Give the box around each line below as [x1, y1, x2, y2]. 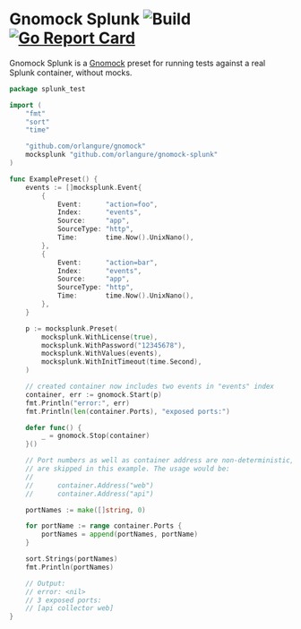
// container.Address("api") [25, 489, 154, 498]
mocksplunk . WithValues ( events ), [41, 349, 163, 358]
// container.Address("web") [25, 480, 154, 490]
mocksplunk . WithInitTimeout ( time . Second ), [41, 358, 202, 366]
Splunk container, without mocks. [9, 67, 133, 78]
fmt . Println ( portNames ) [25, 563, 115, 572]
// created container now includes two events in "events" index [25, 382, 275, 392]
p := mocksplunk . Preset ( [25, 323, 118, 333]
